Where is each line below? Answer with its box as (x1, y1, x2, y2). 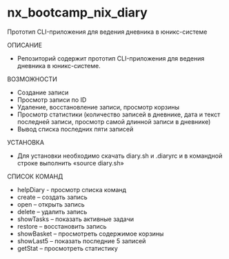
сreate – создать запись (17, 193, 88, 201)
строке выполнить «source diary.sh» (17, 158, 124, 167)
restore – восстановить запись (17, 222, 107, 230)
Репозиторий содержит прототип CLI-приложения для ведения (17, 54, 205, 63)
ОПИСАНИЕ (7, 41, 43, 49)
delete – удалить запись (17, 207, 88, 216)
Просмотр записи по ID (17, 95, 87, 104)
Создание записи (17, 88, 69, 96)
